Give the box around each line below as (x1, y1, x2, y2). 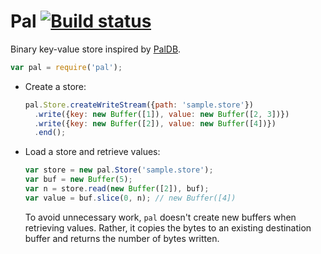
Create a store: (24, 80, 87, 92)
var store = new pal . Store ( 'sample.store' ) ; (24, 165, 214, 175)
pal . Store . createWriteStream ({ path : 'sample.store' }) (24, 100, 254, 110)
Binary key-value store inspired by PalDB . (10, 43, 182, 55)
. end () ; (34, 128, 67, 138)
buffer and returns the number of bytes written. (24, 232, 220, 244)
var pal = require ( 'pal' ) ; (10, 62, 123, 72)
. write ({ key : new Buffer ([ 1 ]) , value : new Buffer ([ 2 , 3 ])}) (34, 109, 290, 119)
